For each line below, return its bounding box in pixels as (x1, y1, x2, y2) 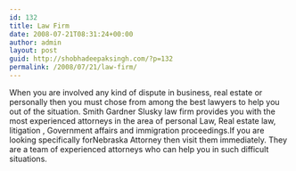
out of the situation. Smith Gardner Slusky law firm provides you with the (9, 106, 276, 117)
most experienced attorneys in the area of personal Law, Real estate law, (9, 115, 276, 126)
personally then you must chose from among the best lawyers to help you (9, 96, 280, 107)
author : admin (9, 37, 62, 47)
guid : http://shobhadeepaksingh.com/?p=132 (9, 54, 174, 63)
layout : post (9, 46, 58, 55)
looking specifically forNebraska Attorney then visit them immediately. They (9, 134, 288, 145)
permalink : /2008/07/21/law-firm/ (9, 63, 138, 72)
